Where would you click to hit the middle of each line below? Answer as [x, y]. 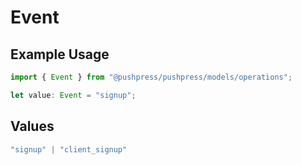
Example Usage [60, 54]
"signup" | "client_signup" [69, 149]
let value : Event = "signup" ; [73, 95]
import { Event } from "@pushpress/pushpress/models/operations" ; [151, 77]
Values [32, 126]
